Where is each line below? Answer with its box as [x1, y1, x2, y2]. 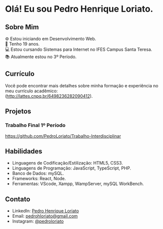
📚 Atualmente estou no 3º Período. [5, 54, 77, 60]
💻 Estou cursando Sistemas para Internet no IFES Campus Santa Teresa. [5, 46, 153, 52]
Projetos [5, 107, 31, 116]
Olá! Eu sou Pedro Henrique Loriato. [5, 3, 153, 15]
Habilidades [5, 147, 43, 155]
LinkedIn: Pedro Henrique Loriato [12, 208, 79, 214]
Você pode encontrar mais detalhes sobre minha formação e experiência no [5, 83, 159, 88]
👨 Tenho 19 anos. [5, 41, 40, 47]
